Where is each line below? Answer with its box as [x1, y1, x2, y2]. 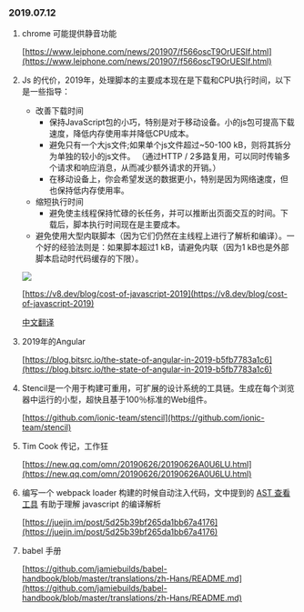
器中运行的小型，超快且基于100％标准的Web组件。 [21, 394, 212, 406]
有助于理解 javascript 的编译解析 [39, 498, 161, 510]
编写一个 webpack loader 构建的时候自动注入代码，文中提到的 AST [21, 487, 273, 498]
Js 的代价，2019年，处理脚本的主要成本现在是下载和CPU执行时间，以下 [21, 75, 292, 85]
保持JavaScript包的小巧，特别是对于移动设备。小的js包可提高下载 [48, 116, 295, 128]
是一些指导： [21, 86, 70, 97]
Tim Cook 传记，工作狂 [21, 441, 109, 452]
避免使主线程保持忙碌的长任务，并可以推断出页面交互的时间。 [48, 207, 281, 219]
